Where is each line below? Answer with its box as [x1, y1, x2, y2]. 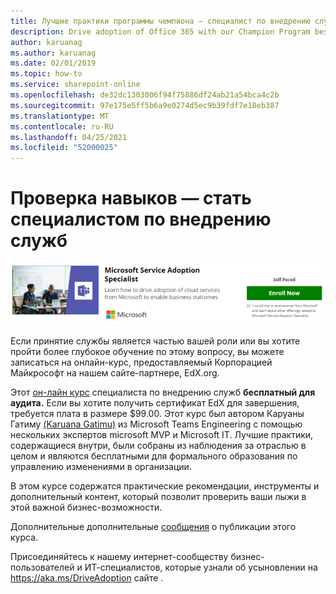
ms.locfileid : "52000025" [10, 143, 118, 153]
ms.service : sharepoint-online [10, 80, 141, 90]
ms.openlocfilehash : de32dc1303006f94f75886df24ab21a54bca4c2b [10, 90, 280, 100]
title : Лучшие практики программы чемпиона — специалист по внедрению [10, 16, 311, 26]
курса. [10, 531, 39, 543]
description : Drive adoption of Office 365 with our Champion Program [10, 26, 311, 37]
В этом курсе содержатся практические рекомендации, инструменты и [10, 480, 320, 492]
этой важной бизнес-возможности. [10, 501, 163, 513]
